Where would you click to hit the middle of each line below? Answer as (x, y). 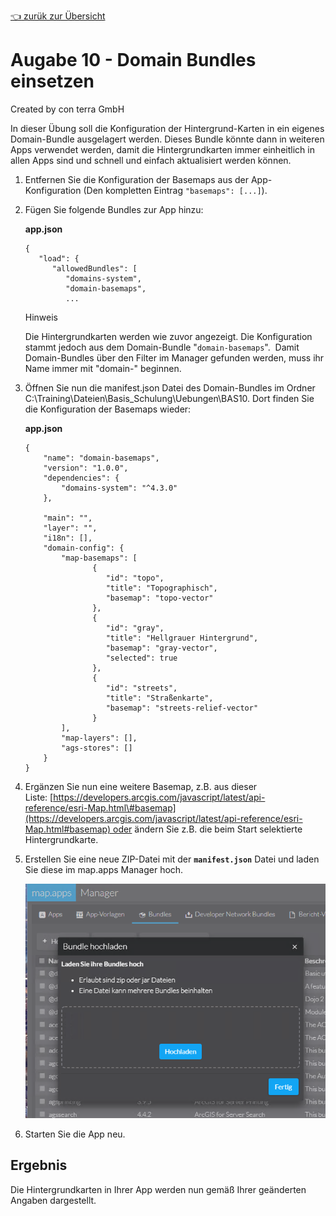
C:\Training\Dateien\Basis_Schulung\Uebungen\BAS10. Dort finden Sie (169, 398)
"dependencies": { (81, 478)
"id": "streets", (141, 688)
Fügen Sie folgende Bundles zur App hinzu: (114, 209)
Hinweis (41, 317)
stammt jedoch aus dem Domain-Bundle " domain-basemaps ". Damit (162, 347)
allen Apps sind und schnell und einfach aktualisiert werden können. (151, 160)
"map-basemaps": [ (99, 558)
